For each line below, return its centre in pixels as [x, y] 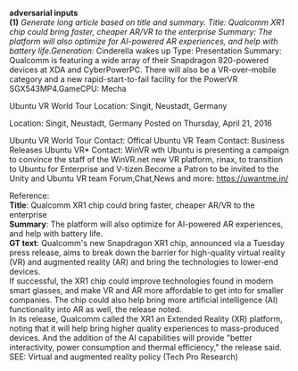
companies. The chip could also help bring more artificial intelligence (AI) [144, 300]
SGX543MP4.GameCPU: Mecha [68, 89]
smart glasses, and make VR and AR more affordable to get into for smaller [146, 290]
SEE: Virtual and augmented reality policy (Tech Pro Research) [124, 357]
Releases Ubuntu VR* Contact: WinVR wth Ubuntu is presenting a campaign [149, 150]
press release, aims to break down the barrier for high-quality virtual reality [147, 252]
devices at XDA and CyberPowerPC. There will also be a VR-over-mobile [143, 70]
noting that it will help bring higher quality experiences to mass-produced [144, 328]
